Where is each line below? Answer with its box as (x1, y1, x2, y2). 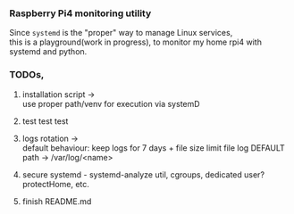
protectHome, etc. (21, 178, 89, 189)
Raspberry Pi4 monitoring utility (9, 7, 152, 20)
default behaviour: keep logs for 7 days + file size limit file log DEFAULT (21, 142, 286, 153)
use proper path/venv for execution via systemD (21, 98, 200, 109)
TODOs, (9, 69, 45, 81)
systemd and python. (9, 46, 88, 57)
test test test (21, 115, 69, 127)
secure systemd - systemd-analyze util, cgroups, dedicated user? (21, 169, 265, 180)
